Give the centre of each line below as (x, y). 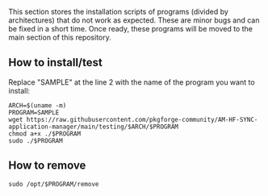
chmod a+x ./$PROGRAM (45, 133)
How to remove (47, 166)
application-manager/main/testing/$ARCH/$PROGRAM (94, 127)
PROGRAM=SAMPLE (34, 112)
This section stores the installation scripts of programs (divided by (118, 12)
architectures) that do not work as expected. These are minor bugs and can (134, 20)
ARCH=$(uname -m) (38, 105)
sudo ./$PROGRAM (36, 140)
